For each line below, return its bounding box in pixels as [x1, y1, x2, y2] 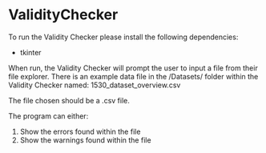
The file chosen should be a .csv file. [8, 95, 131, 105]
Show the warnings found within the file [19, 135, 151, 145]
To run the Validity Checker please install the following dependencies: [8, 32, 239, 42]
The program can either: [8, 111, 89, 121]
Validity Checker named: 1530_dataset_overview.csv [8, 80, 181, 90]
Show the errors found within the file [19, 127, 141, 136]
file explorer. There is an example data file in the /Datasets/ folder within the [8, 71, 259, 81]
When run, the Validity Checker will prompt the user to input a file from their [8, 62, 258, 73]
